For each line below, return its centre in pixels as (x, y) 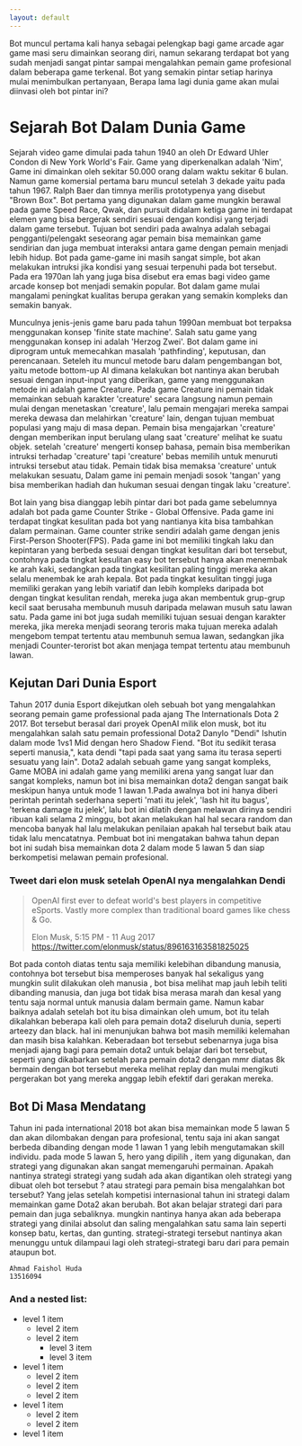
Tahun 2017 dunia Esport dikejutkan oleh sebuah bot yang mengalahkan (142, 705)
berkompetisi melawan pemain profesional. (89, 857)
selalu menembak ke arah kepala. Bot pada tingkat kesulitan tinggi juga (141, 578)
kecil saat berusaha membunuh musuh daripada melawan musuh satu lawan (151, 607)
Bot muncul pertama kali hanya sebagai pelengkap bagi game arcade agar (147, 43)
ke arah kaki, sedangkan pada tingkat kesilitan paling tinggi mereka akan (144, 569)
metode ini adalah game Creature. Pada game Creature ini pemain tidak (142, 389)
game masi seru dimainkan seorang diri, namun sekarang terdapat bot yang (149, 53)
